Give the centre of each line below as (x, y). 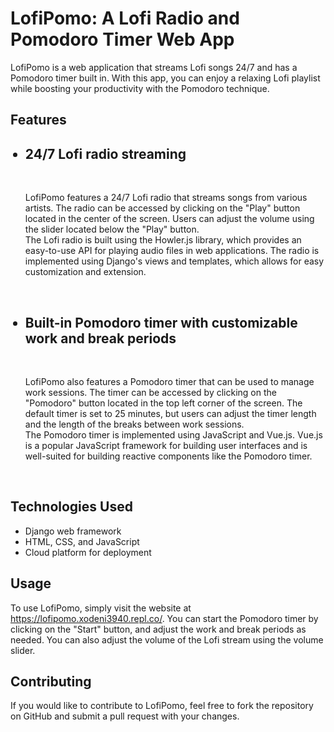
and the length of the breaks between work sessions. (134, 424)
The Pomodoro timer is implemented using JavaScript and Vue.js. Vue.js (173, 434)
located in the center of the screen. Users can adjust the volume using (169, 219)
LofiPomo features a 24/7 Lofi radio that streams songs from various (166, 198)
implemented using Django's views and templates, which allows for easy (174, 261)
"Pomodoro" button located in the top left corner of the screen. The (163, 403)
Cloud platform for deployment (88, 552)
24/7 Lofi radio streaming (105, 153)
